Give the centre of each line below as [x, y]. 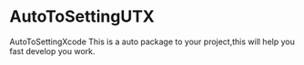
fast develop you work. [52, 51]
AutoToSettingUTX [82, 17]
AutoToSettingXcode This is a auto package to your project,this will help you [152, 42]
